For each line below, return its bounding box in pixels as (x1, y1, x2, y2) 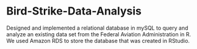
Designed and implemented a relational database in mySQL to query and (6, 24, 188, 31)
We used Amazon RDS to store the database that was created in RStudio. (6, 37, 190, 44)
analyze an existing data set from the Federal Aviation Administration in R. (6, 30, 192, 38)
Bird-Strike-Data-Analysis (6, 4, 142, 18)
